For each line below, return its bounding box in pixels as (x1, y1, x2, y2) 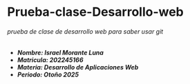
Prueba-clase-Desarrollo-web (7, 4, 184, 20)
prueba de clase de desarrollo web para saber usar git (7, 27, 164, 35)
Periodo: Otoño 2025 (17, 70, 79, 79)
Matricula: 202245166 (17, 56, 84, 64)
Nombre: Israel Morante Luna (17, 49, 104, 57)
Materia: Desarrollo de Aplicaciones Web (17, 63, 139, 72)
